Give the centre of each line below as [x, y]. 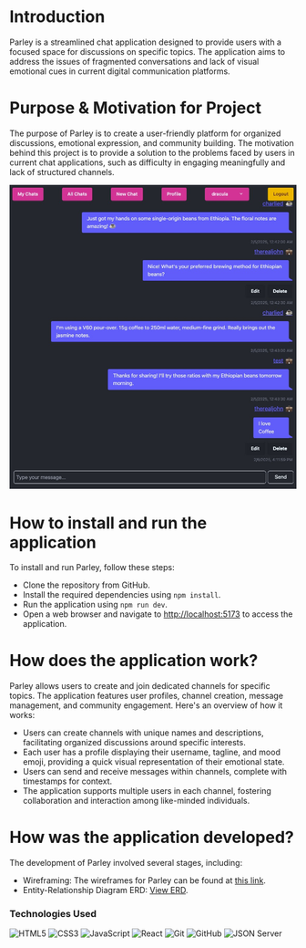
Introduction [57, 17]
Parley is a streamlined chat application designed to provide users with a [146, 42]
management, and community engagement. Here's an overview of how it [146, 705]
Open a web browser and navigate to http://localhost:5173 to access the [158, 614]
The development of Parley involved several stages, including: [126, 863]
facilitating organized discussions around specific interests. [134, 743]
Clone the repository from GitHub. [86, 585]
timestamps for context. [67, 781]
